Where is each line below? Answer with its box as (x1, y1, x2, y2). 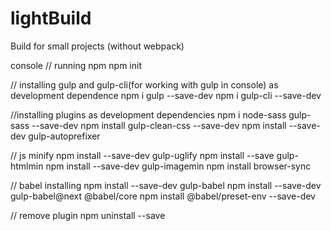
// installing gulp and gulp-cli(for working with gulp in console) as (10, 78, 279, 91)
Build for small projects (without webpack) (10, 40, 185, 52)
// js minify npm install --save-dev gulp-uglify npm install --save (10, 149, 275, 161)
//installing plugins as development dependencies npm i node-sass (10, 108, 287, 121)
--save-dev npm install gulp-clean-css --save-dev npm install (31, 119, 287, 131)
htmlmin (10, 160, 44, 172)
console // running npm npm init (10, 59, 142, 71)
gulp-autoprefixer (28, 130, 101, 142)
